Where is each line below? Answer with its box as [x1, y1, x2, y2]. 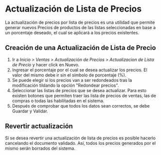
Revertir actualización [5, 122, 73, 130]
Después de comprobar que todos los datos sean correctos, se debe [12, 103, 150, 108]
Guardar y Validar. [12, 108, 48, 114]
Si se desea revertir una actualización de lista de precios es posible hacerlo [5, 135, 156, 141]
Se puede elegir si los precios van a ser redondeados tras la [12, 77, 132, 83]
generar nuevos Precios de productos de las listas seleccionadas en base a [5, 24, 156, 30]
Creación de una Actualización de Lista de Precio [5, 44, 156, 52]
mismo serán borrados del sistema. [5, 145, 76, 151]
